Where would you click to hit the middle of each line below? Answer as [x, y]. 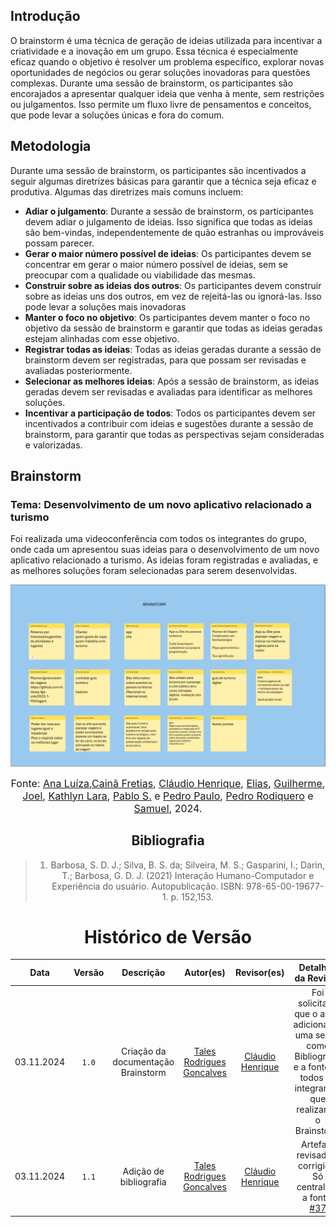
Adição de [143, 1171]
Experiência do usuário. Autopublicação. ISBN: [148, 886]
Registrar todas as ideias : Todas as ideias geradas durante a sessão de [173, 349]
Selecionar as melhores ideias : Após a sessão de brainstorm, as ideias [172, 381]
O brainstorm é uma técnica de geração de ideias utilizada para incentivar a [166, 40]
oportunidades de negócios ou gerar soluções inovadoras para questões [160, 72]
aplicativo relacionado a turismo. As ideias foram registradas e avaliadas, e [164, 560]
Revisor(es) [259, 973]
